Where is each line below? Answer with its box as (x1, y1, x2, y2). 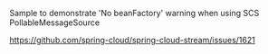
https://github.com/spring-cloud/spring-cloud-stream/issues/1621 (9, 35, 255, 45)
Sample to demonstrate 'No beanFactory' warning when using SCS (9, 8, 260, 18)
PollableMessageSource (9, 17, 100, 28)
